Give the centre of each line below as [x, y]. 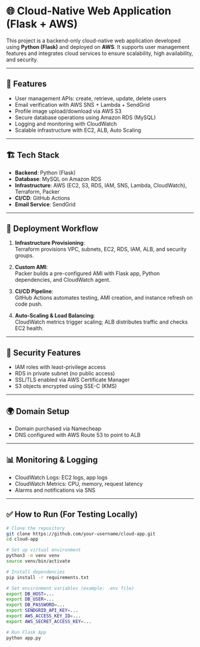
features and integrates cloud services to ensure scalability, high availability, [100, 53]
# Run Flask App [26, 632]
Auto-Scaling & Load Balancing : [55, 316]
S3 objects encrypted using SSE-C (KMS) [66, 386]
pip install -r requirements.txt [48, 577]
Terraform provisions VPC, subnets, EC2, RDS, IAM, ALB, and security [101, 249]
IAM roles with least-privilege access [60, 367]
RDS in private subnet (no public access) [65, 374]
